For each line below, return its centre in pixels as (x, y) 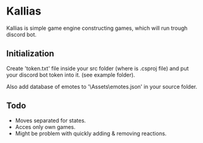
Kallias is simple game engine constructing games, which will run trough (97, 28)
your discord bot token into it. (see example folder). (71, 75)
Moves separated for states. (51, 120)
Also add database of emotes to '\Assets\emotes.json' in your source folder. (102, 86)
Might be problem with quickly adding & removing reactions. (91, 133)
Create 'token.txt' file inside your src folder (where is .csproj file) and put (98, 68)
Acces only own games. (45, 127)
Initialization (30, 54)
